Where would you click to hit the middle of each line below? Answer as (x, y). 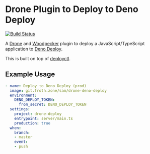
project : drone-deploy (38, 114)
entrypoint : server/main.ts (44, 118)
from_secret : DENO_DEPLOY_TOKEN (52, 105)
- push (21, 146)
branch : (22, 132)
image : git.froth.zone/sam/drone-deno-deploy (58, 91)
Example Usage (30, 74)
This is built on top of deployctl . (38, 58)
